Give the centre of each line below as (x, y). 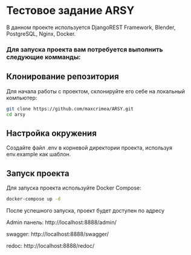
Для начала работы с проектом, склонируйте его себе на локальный (96, 91)
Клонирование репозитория (63, 77)
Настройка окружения (51, 133)
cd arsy (16, 114)
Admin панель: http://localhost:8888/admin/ (61, 222)
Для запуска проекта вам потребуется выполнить (85, 49)
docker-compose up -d (34, 199)
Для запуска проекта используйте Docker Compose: (74, 188)
